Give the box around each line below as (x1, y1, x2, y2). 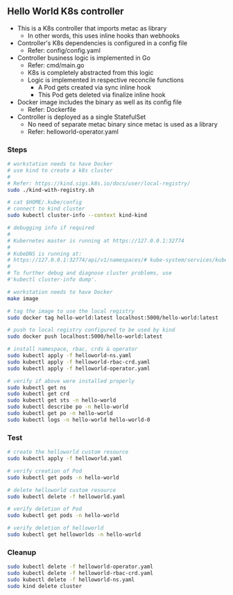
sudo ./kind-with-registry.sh (7, 186, 95, 193)
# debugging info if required (7, 225, 95, 231)
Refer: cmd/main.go (27, 60, 85, 69)
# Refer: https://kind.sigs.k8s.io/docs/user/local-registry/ (7, 180, 191, 187)
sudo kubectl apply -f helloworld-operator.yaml (7, 365, 150, 372)
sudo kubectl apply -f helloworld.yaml (7, 455, 123, 462)
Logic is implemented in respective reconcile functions (27, 76, 184, 84)
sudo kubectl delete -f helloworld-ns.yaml (7, 576, 135, 583)
